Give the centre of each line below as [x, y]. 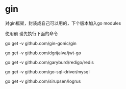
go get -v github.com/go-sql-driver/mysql [47, 71]
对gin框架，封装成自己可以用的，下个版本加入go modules [63, 23]
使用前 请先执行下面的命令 [31, 33]
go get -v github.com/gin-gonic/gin [41, 43]
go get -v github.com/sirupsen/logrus [43, 81]
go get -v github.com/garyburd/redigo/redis [50, 62]
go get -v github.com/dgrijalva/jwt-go [43, 53]
